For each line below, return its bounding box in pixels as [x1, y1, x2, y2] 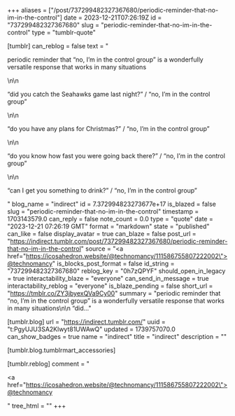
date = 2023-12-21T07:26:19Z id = [64, 13, 162, 22]
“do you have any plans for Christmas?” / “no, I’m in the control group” [7, 125, 210, 132]
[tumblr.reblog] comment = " [7, 360, 90, 368]
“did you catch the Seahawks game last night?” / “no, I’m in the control [7, 90, 211, 98]
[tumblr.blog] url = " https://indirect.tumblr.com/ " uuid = [7, 318, 166, 326]
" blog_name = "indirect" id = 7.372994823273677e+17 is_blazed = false [7, 200, 217, 208]
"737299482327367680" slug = [7, 21, 100, 29]
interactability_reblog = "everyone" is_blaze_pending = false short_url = [7, 282, 213, 290]
